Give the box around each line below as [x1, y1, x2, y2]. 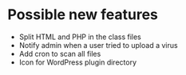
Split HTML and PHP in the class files [18, 32, 141, 41]
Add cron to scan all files [18, 49, 101, 58]
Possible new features [7, 6, 159, 24]
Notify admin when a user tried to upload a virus [18, 40, 178, 49]
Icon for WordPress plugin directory [18, 57, 137, 67]
